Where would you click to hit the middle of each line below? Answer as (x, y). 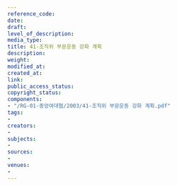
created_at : (25, 73)
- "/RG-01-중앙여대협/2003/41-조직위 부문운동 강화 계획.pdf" (89, 106)
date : (15, 21)
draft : (17, 27)
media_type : (25, 40)
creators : (22, 126)
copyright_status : (34, 93)
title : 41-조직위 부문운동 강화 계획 (55, 47)
